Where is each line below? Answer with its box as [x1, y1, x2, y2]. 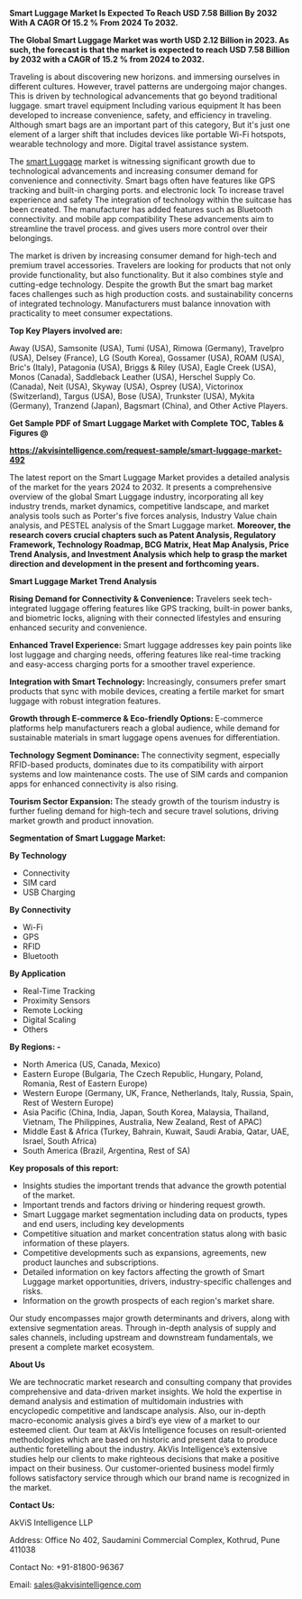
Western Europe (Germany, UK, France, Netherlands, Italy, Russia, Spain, [22, 1088, 294, 1098]
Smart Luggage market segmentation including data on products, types [22, 1209, 288, 1220]
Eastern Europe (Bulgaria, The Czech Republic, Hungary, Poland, [22, 1069, 263, 1079]
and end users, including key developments [22, 1219, 185, 1229]
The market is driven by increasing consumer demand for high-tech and [9, 250, 278, 261]
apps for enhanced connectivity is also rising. [9, 778, 178, 789]
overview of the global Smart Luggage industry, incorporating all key [9, 491, 264, 502]
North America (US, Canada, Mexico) [22, 1059, 160, 1069]
